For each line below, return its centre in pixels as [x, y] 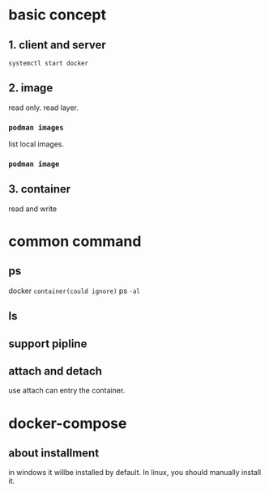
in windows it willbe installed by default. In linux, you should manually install [135, 473]
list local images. [36, 144]
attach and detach [56, 371]
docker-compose [68, 423]
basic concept [58, 15]
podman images [36, 127]
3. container [40, 189]
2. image [31, 88]
